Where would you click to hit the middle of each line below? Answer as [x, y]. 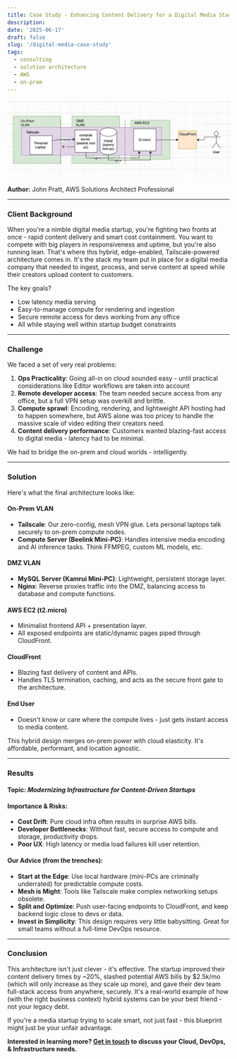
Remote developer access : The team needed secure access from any [120, 394]
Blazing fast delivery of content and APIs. [78, 673]
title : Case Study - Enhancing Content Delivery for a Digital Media [112, 15]
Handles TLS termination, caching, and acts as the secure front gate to [120, 680]
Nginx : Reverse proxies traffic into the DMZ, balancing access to [111, 586]
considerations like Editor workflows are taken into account [104, 386]
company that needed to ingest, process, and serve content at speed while [116, 267]
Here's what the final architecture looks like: [71, 492]
